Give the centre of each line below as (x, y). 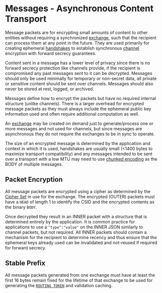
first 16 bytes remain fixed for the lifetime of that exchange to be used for (79, 280)
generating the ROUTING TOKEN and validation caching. (59, 285)
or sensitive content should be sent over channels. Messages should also (79, 83)
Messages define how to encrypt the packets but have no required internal (81, 98)
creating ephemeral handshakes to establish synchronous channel (72, 48)
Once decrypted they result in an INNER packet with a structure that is (76, 217)
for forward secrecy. (26, 247)
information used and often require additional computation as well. (72, 114)
